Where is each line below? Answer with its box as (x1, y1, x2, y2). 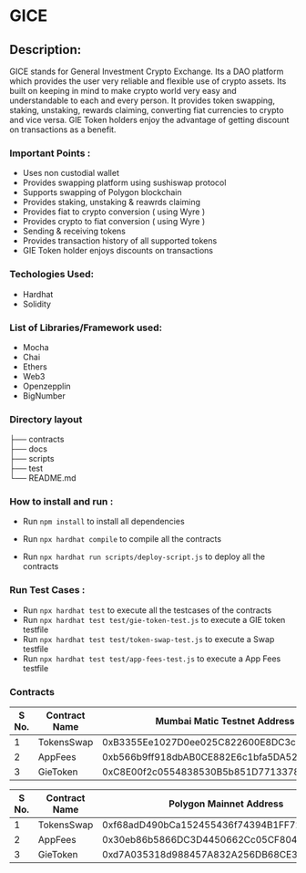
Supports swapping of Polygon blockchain (22, 187, 182, 198)
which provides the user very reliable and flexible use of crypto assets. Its (9, 76, 287, 87)
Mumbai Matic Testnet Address (155, 715, 295, 728)
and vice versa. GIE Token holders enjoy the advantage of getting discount (9, 115, 290, 125)
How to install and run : (9, 495, 114, 508)
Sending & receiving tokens (22, 225, 126, 237)
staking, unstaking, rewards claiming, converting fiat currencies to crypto (9, 105, 284, 115)
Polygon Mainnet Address (168, 797, 284, 810)
